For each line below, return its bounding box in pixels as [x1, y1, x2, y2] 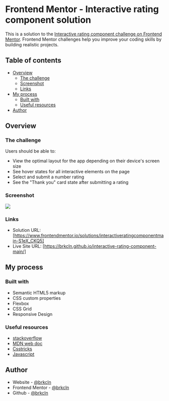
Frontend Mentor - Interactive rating [5, 4, 159, 15]
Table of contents [5, 56, 61, 65]
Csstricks [12, 346, 33, 352]
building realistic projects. [5, 41, 59, 47]
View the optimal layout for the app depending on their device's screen [12, 158, 160, 164]
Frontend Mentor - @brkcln [12, 384, 69, 390]
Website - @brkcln [12, 379, 51, 385]
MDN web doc [12, 341, 43, 347]
